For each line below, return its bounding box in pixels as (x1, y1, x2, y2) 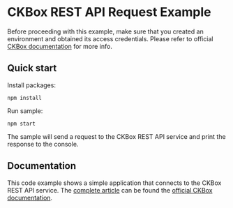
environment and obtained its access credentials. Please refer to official (7, 34, 213, 43)
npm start (7, 120, 36, 127)
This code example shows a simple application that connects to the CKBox (7, 179, 222, 187)
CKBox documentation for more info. (7, 42, 113, 50)
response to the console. (7, 140, 79, 148)
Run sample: (7, 106, 43, 115)
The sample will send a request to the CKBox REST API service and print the (7, 132, 226, 140)
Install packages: (7, 81, 56, 89)
